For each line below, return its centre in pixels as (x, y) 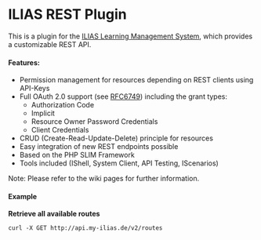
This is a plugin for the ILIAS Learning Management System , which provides (130, 36)
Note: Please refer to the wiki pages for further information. (104, 179)
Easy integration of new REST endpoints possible (99, 147)
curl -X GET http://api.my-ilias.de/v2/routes (85, 228)
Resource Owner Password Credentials (94, 122)
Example (23, 196)
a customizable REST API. (50, 44)
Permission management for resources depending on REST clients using (136, 80)
